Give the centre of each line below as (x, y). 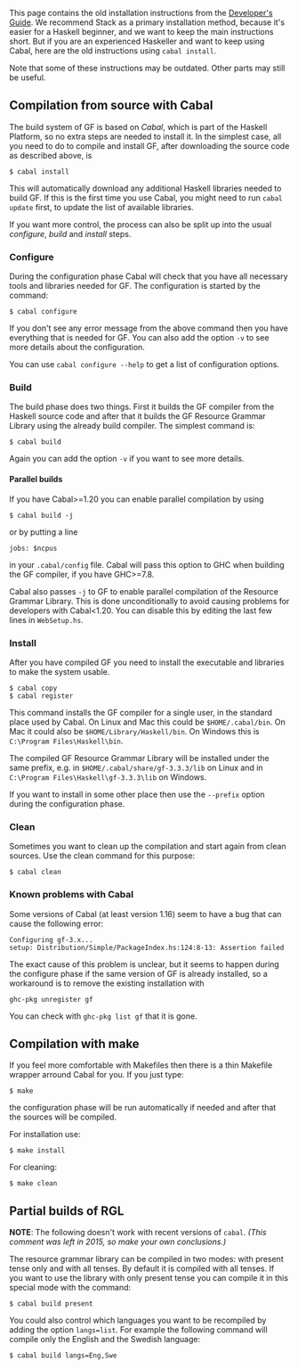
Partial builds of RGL (67, 1211)
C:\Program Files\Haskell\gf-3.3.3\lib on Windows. (108, 777)
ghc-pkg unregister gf (51, 999)
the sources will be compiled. (63, 1117)
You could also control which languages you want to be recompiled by (138, 1320)
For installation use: (45, 1135)
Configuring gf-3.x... (51, 939)
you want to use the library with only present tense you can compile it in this (149, 1278)
